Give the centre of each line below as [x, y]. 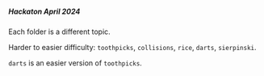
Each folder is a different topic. [59, 32]
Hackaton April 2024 [44, 11]
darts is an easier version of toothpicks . [75, 63]
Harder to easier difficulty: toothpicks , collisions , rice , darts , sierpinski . [132, 47]
